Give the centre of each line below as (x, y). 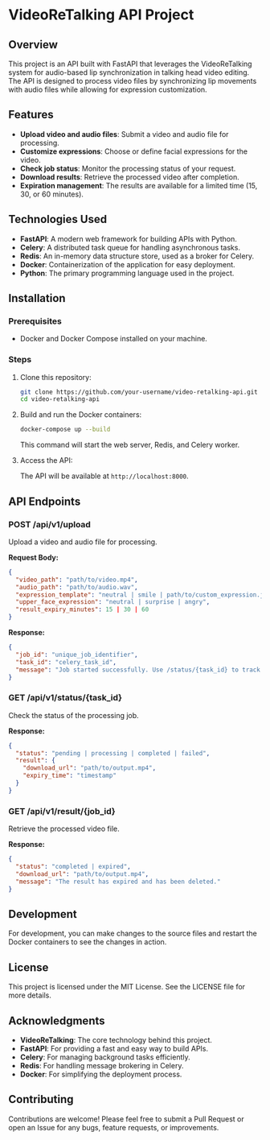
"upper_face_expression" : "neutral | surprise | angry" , (113, 602)
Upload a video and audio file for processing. (83, 542)
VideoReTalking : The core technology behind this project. (116, 1039)
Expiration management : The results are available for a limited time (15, (139, 185)
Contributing (41, 1099)
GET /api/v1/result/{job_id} (62, 811)
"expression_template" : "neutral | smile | (89, 595)
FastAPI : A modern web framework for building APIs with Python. (128, 238)
